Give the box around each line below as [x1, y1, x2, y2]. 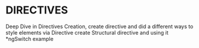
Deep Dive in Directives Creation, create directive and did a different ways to [5, 23, 194, 30]
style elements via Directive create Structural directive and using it [5, 29, 169, 36]
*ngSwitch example [5, 35, 54, 42]
